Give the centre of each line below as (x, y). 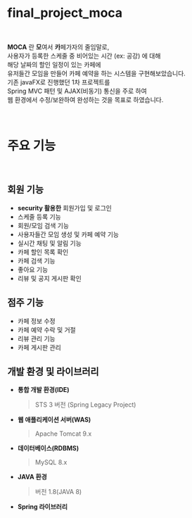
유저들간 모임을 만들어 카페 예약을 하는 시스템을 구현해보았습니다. (97, 73)
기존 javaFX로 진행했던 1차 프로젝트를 (59, 82)
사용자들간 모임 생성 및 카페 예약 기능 (68, 234)
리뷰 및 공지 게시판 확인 (50, 278)
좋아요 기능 (33, 270)
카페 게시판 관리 (39, 347)
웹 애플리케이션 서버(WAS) (54, 419)
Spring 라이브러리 (43, 507)
